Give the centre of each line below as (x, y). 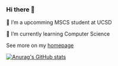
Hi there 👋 (21, 10)
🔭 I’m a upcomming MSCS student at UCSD (59, 23)
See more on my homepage (40, 45)
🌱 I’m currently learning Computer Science (58, 34)
